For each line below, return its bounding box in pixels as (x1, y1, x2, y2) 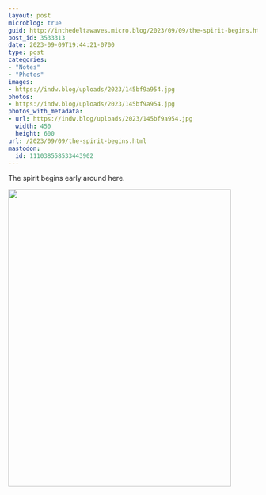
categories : (8, 56, 47, 64)
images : (8, 78, 34, 86)
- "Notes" (8, 63, 41, 71)
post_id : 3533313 (8, 33, 66, 42)
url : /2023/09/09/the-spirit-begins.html (8, 136, 147, 145)
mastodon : (8, 144, 41, 152)
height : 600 (15, 129, 55, 137)
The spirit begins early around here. (8, 174, 125, 183)
